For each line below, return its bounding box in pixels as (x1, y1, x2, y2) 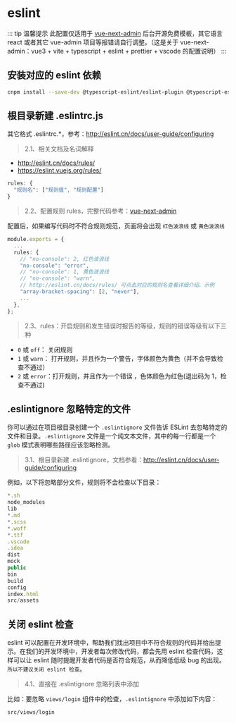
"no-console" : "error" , (20, 262, 90, 269)
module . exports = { (7, 236, 65, 243)
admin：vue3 (7, 47, 46, 55)
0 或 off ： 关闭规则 (17, 345, 73, 354)
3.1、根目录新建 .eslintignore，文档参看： (24, 456, 144, 464)
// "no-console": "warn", (20, 275, 96, 283)
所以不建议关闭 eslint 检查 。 (7, 665, 86, 674)
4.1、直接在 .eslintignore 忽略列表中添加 (24, 680, 139, 688)
